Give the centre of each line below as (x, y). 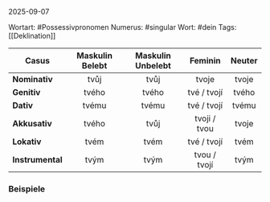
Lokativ (27, 142)
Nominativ (33, 79)
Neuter (244, 61)
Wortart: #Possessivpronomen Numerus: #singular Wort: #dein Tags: (123, 27)
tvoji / (205, 118)
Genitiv (27, 92)
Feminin (205, 61)
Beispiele (27, 188)
